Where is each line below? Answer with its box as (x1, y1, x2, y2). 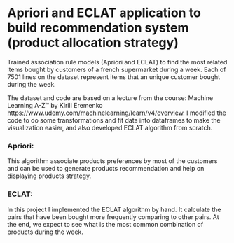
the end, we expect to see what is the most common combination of (7, 220, 204, 228)
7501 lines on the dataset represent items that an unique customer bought (7, 72, 221, 81)
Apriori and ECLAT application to (7, 5, 201, 21)
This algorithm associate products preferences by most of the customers (7, 157, 218, 165)
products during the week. (7, 228, 84, 236)
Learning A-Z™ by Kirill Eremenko (7, 101, 103, 109)
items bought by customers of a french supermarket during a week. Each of (7, 65, 226, 74)
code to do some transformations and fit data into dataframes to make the (7, 116, 221, 124)
